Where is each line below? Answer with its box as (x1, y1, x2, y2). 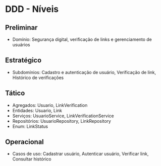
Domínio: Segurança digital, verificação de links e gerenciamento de (12, 36, 152, 42)
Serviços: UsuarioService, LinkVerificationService (12, 113, 114, 119)
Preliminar (5, 23, 38, 32)
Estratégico (5, 56, 42, 65)
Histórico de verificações (12, 75, 64, 81)
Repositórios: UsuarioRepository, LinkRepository (12, 118, 111, 124)
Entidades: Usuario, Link (12, 107, 62, 113)
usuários (12, 42, 31, 48)
